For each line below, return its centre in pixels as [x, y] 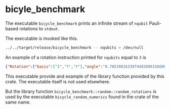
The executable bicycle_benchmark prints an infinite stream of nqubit [77, 23]
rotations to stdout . [39, 28]
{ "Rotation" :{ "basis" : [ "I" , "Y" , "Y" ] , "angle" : [54, 67]
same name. [18, 102]
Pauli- [155, 23]
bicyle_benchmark [45, 9]
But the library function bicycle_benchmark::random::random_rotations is [81, 91]
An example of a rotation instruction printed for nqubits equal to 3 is [76, 57]
